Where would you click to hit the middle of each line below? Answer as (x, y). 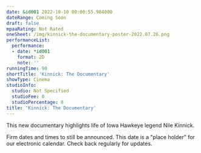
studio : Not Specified (40, 91)
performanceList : (28, 40)
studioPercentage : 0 (38, 102)
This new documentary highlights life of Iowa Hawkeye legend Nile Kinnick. (101, 125)
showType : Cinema (28, 80)
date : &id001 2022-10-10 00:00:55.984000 (60, 12)
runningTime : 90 (27, 68)
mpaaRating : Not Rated (35, 29)
